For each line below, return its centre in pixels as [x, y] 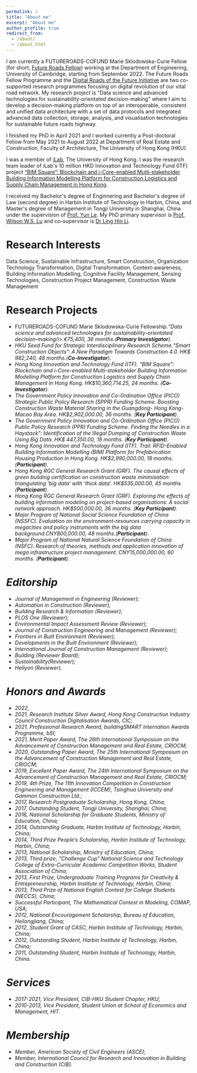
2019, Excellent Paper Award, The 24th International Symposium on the [101, 770]
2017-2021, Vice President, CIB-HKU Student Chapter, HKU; [87, 999]
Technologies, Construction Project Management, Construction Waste [91, 280]
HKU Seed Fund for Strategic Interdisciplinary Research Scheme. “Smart [102, 345]
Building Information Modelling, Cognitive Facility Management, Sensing [93, 274]
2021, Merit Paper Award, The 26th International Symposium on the [97, 739]
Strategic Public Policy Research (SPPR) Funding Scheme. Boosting [97, 401]
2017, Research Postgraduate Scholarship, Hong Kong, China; [90, 802]
